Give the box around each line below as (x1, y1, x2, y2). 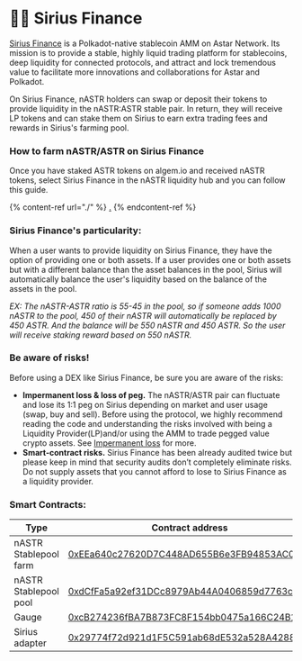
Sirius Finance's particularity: (9, 224, 142, 237)
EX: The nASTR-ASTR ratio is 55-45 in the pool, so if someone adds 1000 (9, 301, 281, 312)
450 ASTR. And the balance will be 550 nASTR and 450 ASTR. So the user (9, 320, 286, 330)
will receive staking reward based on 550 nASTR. (9, 329, 192, 340)
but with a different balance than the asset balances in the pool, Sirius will (9, 264, 282, 275)
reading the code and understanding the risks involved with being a (22, 418, 272, 429)
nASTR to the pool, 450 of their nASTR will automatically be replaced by (9, 310, 277, 321)
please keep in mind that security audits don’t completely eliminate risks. (22, 457, 292, 467)
